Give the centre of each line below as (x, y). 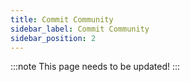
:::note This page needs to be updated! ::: (95, 67)
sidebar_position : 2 (53, 38)
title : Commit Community (62, 19)
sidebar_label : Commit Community (80, 29)
